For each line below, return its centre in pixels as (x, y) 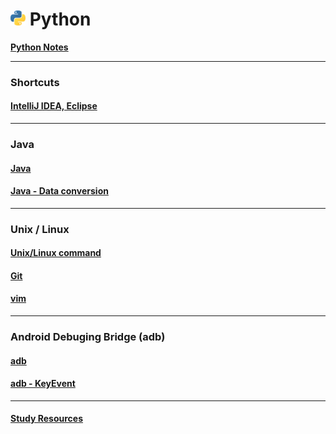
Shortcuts (35, 82)
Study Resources (47, 419)
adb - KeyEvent (43, 384)
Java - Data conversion (59, 191)
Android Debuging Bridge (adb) (88, 337)
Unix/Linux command (56, 253)
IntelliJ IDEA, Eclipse (54, 106)
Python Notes (39, 47)
